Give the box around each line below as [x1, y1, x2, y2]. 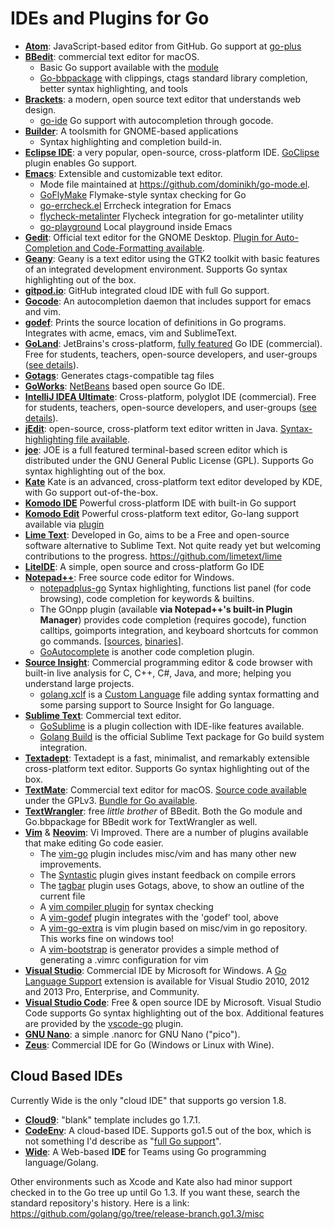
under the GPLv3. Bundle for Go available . [24, 794, 198, 806]
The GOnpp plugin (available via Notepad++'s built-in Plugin [39, 603, 293, 615]
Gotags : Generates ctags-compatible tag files [24, 369, 215, 381]
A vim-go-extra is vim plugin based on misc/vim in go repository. [39, 922, 308, 934]
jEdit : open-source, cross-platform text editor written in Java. [24, 422, 278, 434]
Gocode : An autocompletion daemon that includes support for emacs [24, 295, 312, 307]
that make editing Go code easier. [24, 837, 164, 849]
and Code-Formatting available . [74, 242, 206, 254]
